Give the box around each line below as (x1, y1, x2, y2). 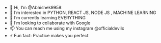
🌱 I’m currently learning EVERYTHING (9, 15, 86, 20)
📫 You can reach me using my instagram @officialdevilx (9, 26, 124, 31)
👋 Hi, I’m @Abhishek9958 (9, 5, 62, 10)
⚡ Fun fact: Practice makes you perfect (9, 33, 89, 38)
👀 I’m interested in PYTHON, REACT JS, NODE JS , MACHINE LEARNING (9, 10, 156, 15)
